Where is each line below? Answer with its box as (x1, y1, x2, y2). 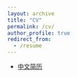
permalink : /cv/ (7, 23, 55, 30)
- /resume (13, 42, 42, 49)
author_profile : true (7, 29, 71, 37)
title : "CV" (7, 17, 42, 24)
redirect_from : (7, 36, 52, 43)
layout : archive (7, 10, 55, 17)
